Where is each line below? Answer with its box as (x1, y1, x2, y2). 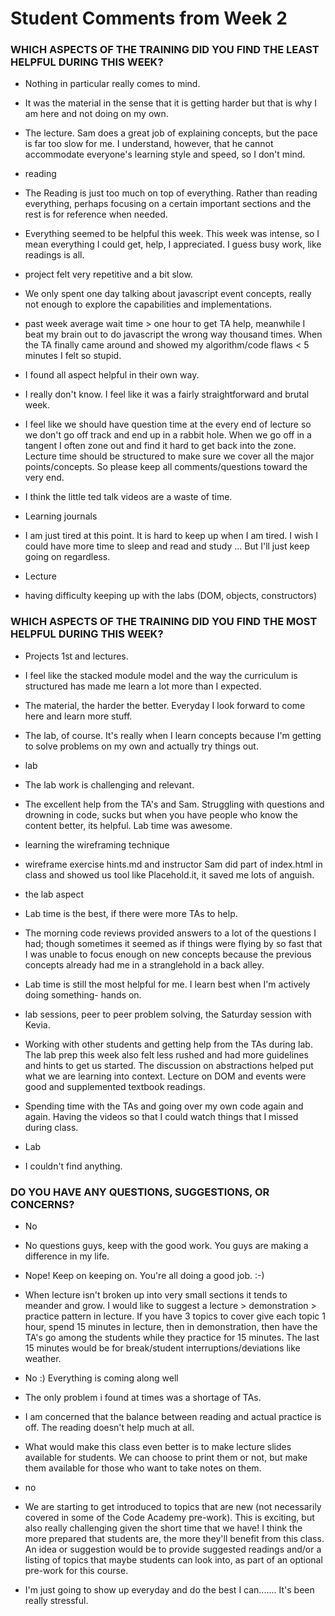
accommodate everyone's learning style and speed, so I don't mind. (24, 148, 306, 161)
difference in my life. (24, 1250, 110, 1262)
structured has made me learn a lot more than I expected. (24, 680, 262, 692)
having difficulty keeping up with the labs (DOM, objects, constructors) (24, 590, 318, 602)
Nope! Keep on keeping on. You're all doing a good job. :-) (24, 1270, 265, 1282)
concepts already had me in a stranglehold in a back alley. (24, 958, 265, 971)
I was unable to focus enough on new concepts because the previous (24, 948, 312, 960)
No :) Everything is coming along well (24, 1372, 179, 1384)
